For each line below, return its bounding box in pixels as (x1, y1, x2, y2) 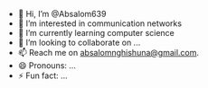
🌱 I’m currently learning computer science (17, 28, 175, 38)
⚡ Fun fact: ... (17, 70, 68, 81)
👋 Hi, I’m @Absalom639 (17, 9, 107, 19)
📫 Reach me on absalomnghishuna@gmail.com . (17, 48, 200, 57)
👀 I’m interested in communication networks (17, 18, 183, 29)
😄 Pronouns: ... (17, 60, 77, 71)
